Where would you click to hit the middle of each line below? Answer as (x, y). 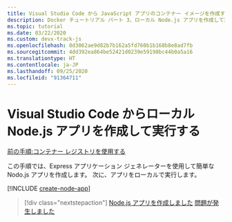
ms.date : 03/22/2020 (37, 33)
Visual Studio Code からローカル (101, 114)
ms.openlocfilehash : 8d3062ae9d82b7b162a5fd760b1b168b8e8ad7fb (100, 46)
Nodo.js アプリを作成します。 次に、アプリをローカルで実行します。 (104, 175)
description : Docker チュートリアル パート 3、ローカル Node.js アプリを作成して (116, 20)
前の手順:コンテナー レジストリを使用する (66, 152)
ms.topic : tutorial (35, 26)
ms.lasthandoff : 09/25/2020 (48, 71)
